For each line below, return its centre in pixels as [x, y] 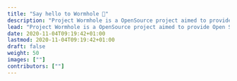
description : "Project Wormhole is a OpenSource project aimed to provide [120, 20]
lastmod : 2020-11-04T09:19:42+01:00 [61, 40]
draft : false [26, 46]
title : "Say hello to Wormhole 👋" [58, 14]
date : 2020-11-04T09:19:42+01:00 [56, 33]
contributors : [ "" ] [36, 66]
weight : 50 [23, 54]
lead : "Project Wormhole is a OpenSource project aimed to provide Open [116, 27]
